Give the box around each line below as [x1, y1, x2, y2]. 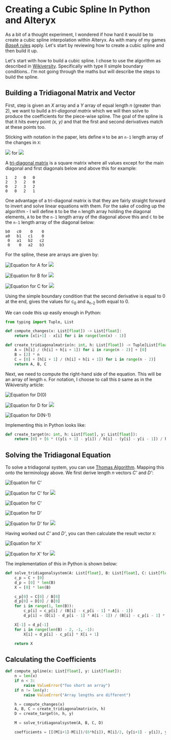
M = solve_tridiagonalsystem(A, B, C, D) [14, 721, 103, 726]
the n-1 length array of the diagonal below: [5, 219, 95, 225]
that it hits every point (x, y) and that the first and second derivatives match [5, 119, 163, 125]
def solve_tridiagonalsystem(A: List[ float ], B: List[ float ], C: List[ [5, 571, 160, 576]
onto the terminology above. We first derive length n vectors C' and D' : [5, 470, 154, 476]
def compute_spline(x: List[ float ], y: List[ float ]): [5, 668, 122, 674]
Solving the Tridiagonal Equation [5, 451, 111, 459]
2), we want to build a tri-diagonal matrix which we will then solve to [5, 107, 149, 113]
